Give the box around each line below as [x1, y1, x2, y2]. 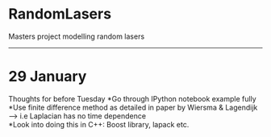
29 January [8, 68, 87, 85]
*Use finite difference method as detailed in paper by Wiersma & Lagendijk [8, 102, 258, 112]
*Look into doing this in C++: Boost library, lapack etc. [8, 119, 190, 129]
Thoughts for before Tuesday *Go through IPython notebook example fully [8, 93, 256, 103]
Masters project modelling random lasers [8, 31, 145, 41]
